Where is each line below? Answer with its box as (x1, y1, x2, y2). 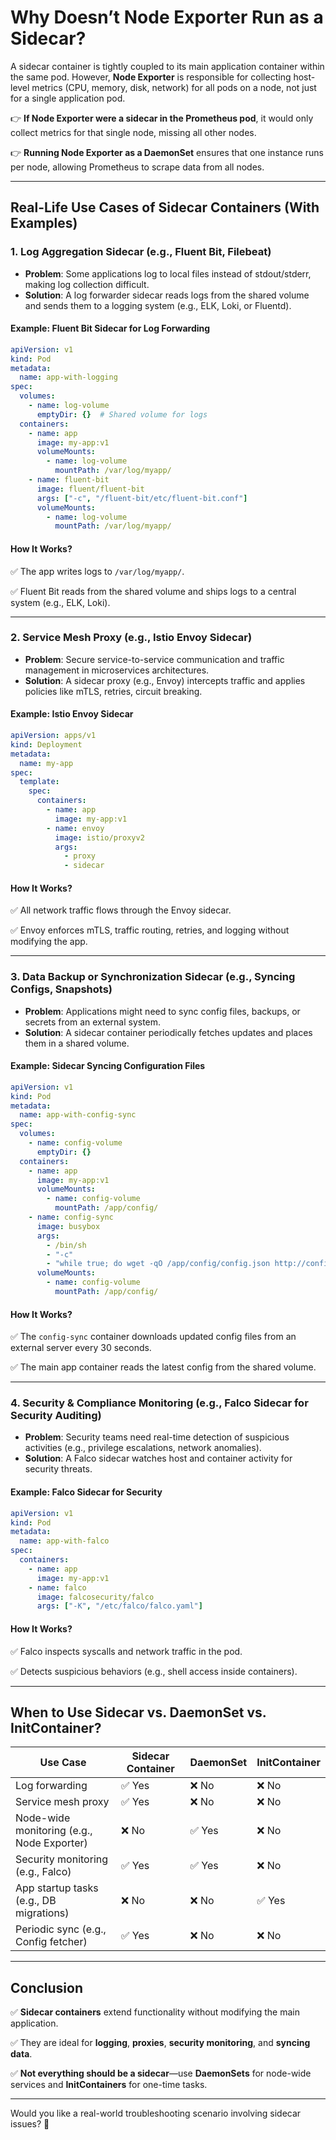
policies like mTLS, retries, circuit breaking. (24, 685, 203, 697)
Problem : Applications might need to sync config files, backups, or (24, 1005, 301, 1017)
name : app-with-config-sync (19, 1110, 137, 1120)
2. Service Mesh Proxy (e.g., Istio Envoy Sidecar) (10, 631, 253, 645)
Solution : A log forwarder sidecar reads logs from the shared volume (24, 289, 310, 301)
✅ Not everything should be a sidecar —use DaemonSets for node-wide (10, 2067, 312, 2080)
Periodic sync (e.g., (15, 1922, 107, 1936)
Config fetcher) (15, 1935, 88, 1949)
